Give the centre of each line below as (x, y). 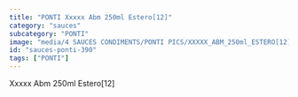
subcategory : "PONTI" (49, 34)
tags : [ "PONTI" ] (39, 58)
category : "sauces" (45, 26)
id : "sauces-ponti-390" (53, 50)
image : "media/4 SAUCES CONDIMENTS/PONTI (87, 42)
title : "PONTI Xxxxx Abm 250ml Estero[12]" (91, 17)
